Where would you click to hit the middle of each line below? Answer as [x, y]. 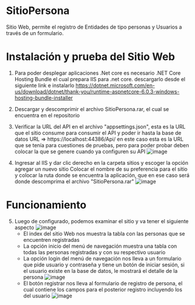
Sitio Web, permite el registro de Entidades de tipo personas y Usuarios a [94, 27]
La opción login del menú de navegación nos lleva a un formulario [102, 258]
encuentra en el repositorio [47, 115]
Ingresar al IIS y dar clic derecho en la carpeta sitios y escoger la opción [101, 162]
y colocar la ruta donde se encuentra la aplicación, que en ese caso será [102, 175]
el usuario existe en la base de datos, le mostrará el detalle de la [100, 271]
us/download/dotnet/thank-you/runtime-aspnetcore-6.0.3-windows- [97, 91]
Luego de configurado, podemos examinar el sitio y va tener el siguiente [101, 221]
